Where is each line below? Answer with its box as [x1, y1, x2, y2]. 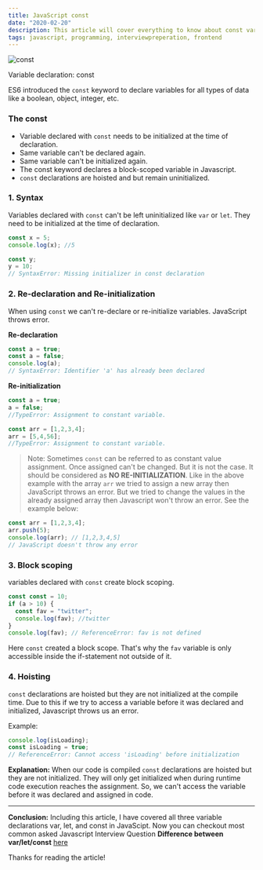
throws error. [8, 315, 50, 324]
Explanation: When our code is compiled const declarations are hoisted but [8, 765, 252, 774]
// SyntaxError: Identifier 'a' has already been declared [8, 367, 205, 375]
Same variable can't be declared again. [19, 148, 146, 157]
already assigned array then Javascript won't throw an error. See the [27, 495, 249, 505]
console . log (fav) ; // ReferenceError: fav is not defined [8, 629, 201, 637]
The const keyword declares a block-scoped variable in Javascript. [19, 164, 236, 174]
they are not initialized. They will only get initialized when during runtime [8, 773, 241, 783]
